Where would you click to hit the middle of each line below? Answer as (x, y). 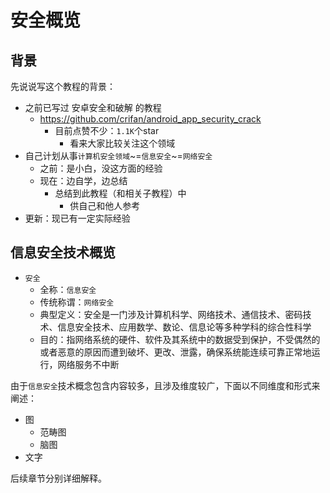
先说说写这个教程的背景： (63, 86)
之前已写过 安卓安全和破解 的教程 (93, 107)
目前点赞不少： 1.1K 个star (107, 130)
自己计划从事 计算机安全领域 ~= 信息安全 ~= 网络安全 (118, 155)
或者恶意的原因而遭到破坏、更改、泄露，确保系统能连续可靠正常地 (175, 352)
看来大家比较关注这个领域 (122, 143)
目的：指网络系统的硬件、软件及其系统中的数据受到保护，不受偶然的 (180, 339)
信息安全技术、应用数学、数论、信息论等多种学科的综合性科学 (184, 327)
